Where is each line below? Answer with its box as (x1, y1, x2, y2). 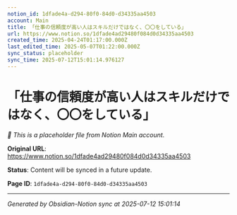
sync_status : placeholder (7, 50, 83, 57)
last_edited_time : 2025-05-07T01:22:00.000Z (7, 43, 140, 50)
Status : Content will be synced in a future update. (7, 165, 152, 174)
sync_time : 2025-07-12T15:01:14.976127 (7, 57, 125, 64)
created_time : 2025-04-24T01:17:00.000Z (7, 37, 128, 44)
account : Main (7, 17, 49, 24)
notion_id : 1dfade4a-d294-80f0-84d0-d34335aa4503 (7, 10, 157, 18)
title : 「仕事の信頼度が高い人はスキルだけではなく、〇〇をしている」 (7, 23, 187, 30)
